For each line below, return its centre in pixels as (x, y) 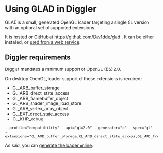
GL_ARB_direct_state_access (41, 93)
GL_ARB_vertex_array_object (40, 108)
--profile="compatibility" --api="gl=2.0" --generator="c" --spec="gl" (79, 128)
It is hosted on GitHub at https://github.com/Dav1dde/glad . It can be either (80, 37)
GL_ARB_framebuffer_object (40, 98)
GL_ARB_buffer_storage (36, 88)
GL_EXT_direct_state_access (41, 114)
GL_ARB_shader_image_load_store (47, 103)
